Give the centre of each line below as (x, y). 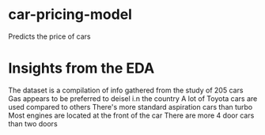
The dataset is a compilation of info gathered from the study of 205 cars (126, 90)
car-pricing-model (70, 15)
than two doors (33, 123)
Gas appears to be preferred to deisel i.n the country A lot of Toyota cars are (133, 98)
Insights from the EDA (81, 68)
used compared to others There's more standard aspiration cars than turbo (131, 107)
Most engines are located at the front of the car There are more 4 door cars (131, 115)
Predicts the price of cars (49, 36)
